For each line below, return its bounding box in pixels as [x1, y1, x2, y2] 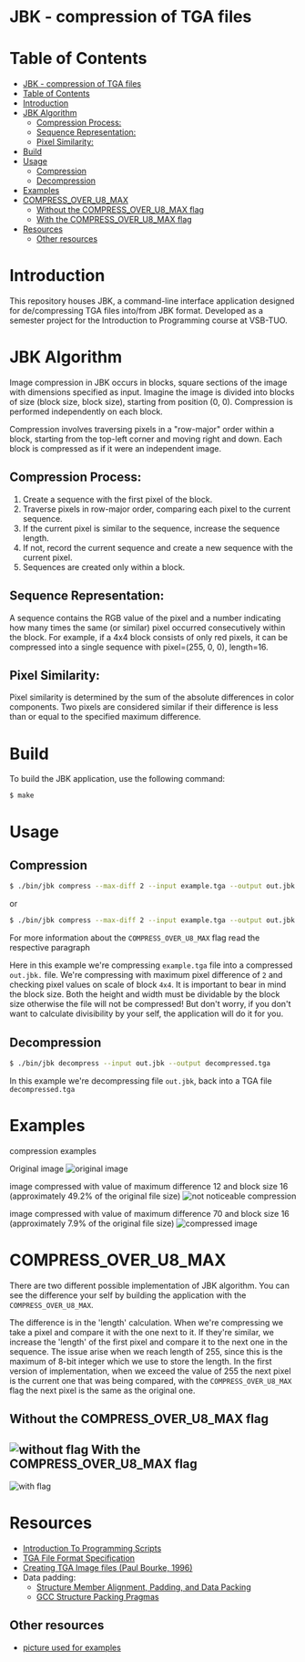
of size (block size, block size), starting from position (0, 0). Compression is [9, 397, 293, 407]
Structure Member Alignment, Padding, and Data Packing [36, 1581, 252, 1593]
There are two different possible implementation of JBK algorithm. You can [9, 1280, 290, 1291]
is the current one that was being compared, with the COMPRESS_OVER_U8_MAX [9, 1375, 292, 1386]
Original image [9, 1163, 65, 1174]
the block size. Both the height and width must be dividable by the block [9, 989, 280, 1000]
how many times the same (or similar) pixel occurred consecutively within [9, 622, 286, 633]
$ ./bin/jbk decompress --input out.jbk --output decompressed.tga [9, 1058, 271, 1068]
